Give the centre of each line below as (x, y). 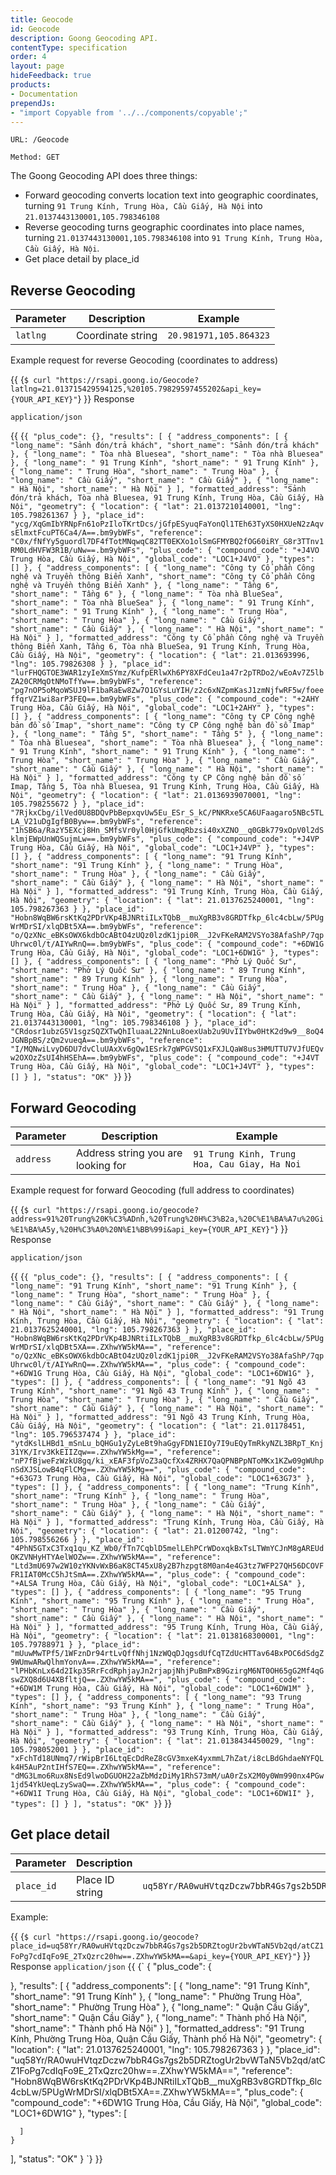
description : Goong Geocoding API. (84, 38)
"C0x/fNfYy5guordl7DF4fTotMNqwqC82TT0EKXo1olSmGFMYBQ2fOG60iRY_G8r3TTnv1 (167, 542)
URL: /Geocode (40, 140)
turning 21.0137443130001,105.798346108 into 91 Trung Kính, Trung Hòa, (174, 238)
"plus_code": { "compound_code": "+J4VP (234, 839)
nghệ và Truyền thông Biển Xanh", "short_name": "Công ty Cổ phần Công (162, 577)
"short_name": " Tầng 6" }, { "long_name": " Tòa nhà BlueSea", (147, 594)
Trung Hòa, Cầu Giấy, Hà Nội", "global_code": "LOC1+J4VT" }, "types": (162, 1067)
